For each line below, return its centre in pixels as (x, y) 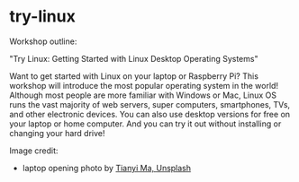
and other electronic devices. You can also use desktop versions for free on (150, 114)
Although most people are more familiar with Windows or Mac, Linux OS (143, 95)
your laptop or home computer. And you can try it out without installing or (145, 124)
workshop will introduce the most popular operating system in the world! (144, 85)
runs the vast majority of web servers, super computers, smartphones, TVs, (150, 104)
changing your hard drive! (57, 133)
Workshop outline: (43, 41)
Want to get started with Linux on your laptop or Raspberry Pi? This (134, 76)
